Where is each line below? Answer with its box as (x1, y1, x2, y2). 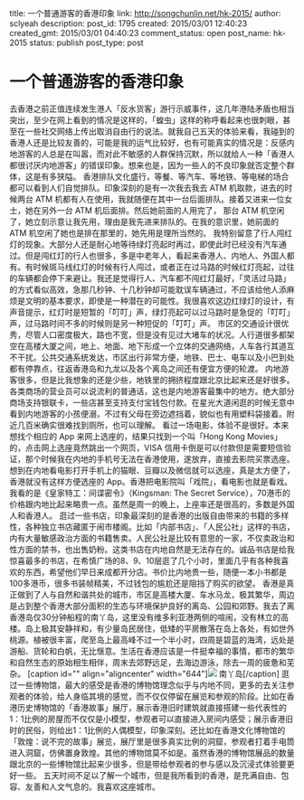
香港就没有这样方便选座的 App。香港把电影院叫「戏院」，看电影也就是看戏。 (9, 475, 292, 486)
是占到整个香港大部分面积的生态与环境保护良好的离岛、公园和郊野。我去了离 (9, 600, 295, 611)
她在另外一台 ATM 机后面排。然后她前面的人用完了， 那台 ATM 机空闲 (24, 204, 285, 215)
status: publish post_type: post (29, 37, 144, 48)
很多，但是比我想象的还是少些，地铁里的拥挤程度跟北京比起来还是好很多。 (16, 374, 295, 385)
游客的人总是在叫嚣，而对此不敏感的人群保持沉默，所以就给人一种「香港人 (16, 148, 295, 159)
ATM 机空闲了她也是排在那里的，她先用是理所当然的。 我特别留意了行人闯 (9, 227, 285, 238)
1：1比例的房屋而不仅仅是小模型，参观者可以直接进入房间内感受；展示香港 (9, 713, 286, 724)
